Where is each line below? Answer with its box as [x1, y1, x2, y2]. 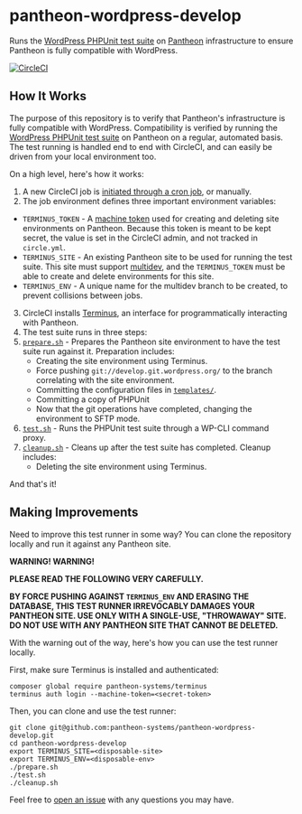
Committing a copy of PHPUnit [35, 394, 151, 405]
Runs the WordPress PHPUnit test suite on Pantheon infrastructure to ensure [9, 35, 294, 46]
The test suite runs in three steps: [22, 326, 148, 337]
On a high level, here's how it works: [9, 168, 144, 179]
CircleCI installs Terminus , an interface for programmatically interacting [22, 307, 288, 318]
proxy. [22, 432, 47, 443]
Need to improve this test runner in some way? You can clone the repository [9, 529, 292, 539]
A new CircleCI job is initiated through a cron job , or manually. [22, 186, 252, 197]
